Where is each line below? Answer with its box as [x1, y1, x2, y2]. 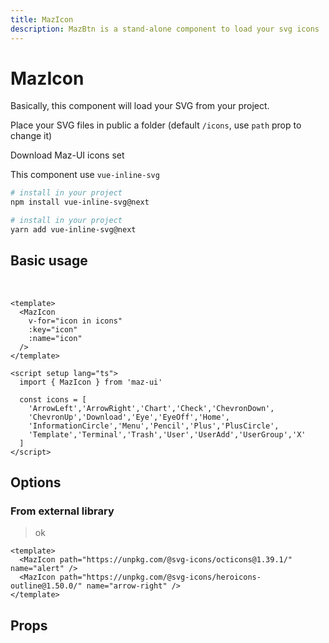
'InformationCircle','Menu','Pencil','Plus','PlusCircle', [28, 421, 280, 431]
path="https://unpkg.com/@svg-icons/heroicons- [59, 572, 262, 583]
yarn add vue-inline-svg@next [10, 225, 137, 235]
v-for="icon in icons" [28, 316, 123, 326]
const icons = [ [19, 394, 87, 405]
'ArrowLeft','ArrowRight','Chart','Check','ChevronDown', [28, 403, 275, 413]
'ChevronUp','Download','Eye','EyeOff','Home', [28, 412, 230, 422]
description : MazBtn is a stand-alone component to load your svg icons [10, 24, 320, 34]
